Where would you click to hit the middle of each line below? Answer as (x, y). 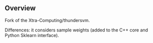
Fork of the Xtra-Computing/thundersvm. (47, 20)
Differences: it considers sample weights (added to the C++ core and (76, 30)
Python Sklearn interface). (32, 35)
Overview (20, 8)
